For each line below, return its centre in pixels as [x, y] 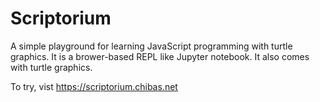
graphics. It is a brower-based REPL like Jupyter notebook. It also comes [160, 56]
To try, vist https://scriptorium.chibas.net [94, 86]
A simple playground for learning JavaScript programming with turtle [151, 46]
